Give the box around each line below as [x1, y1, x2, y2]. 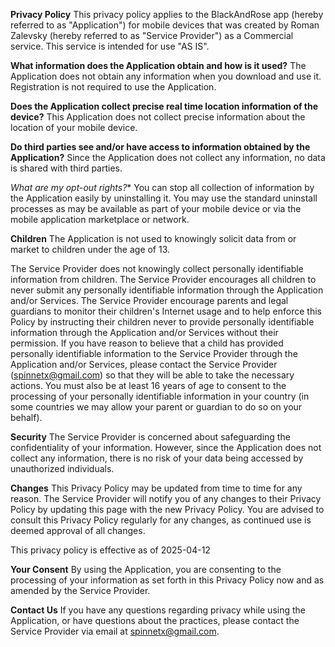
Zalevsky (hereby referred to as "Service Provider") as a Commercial [10, 30, 294, 41]
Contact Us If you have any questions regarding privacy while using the [10, 604, 306, 616]
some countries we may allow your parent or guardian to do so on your [10, 401, 303, 413]
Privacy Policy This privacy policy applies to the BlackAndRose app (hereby [10, 9, 324, 20]
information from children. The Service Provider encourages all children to [10, 274, 317, 285]
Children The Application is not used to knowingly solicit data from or [10, 233, 297, 244]
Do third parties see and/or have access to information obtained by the [10, 141, 311, 153]
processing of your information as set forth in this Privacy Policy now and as [10, 574, 325, 586]
